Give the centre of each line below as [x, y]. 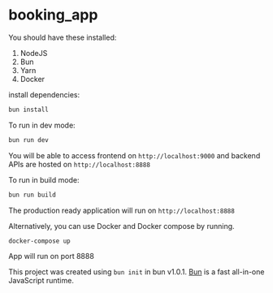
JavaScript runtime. [41, 281]
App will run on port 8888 [52, 256]
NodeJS [34, 53]
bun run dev [28, 140]
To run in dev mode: [42, 125]
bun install [28, 110]
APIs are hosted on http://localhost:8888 [79, 164]
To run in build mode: [44, 179]
